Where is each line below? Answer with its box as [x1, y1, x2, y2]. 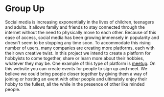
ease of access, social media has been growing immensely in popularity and [5, 35, 159, 40]
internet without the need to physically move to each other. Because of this [5, 29, 157, 35]
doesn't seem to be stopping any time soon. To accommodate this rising [5, 39, 151, 45]
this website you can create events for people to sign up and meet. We [5, 65, 148, 71]
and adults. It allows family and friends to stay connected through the [5, 24, 145, 30]
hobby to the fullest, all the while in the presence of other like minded [5, 81, 145, 87]
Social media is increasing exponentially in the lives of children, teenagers [5, 19, 154, 25]
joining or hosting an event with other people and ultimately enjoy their [5, 76, 147, 82]
